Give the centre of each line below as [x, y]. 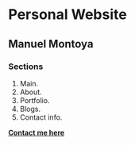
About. [31, 92]
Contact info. [41, 117]
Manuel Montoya [51, 44]
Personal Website [67, 15]
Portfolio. [35, 100]
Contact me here [37, 132]
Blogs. [30, 109]
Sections [26, 67]
